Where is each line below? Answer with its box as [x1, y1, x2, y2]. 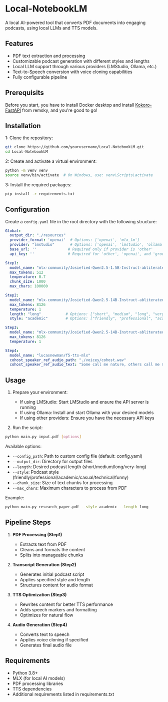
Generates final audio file [19, 642, 72, 648]
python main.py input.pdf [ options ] [5, 434, 81, 440]
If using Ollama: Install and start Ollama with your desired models [19, 410, 154, 416]
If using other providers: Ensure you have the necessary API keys [19, 415, 154, 421]
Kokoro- [134, 102, 152, 108]
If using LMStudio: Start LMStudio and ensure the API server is [19, 399, 149, 405]
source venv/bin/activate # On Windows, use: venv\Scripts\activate [5, 173, 153, 178]
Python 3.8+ [12, 669, 38, 676]
